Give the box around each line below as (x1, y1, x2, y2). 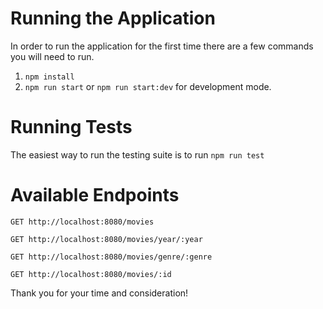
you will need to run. (10, 50, 95, 62)
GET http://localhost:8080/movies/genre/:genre (10, 252, 213, 262)
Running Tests (10, 116, 133, 139)
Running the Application (10, 7, 216, 30)
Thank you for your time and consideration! (10, 287, 189, 299)
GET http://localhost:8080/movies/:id (10, 269, 172, 279)
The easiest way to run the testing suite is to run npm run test (10, 148, 265, 161)
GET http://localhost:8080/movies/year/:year (10, 234, 203, 244)
